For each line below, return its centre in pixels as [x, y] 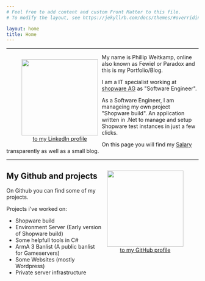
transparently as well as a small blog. [53, 151]
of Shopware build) [39, 234]
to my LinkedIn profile [60, 139]
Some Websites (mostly [45, 260]
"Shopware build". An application [143, 113]
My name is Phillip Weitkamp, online [147, 57]
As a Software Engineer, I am [138, 101]
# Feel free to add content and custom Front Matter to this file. [94, 12]
